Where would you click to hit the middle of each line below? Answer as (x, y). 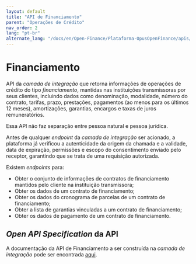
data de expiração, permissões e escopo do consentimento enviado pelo (94, 150)
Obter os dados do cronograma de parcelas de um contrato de (90, 197)
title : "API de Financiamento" (44, 17)
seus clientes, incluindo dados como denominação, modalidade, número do (97, 96)
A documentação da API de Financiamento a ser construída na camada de (96, 248)
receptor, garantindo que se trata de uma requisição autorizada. (83, 156)
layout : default (26, 11)
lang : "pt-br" (23, 33)
